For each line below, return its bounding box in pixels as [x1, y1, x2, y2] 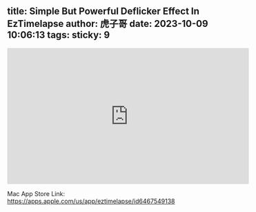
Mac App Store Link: [7, 189, 66, 197]
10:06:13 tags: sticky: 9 [7, 29, 110, 41]
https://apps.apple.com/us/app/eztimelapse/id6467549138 [7, 197, 175, 205]
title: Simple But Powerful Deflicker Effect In [7, 6, 200, 17]
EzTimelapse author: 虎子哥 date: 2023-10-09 [7, 18, 208, 30]
